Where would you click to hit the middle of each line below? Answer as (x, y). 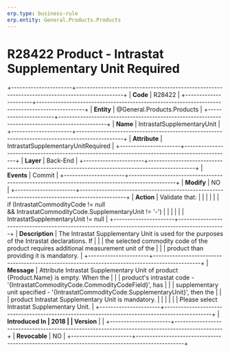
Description (36, 234)
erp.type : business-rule (43, 13)
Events (17, 175)
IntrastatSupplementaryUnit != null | (58, 219)
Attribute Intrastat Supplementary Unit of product (108, 270)
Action (145, 197)
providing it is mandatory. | (45, 256)
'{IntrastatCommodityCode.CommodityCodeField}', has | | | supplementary (113, 285)
